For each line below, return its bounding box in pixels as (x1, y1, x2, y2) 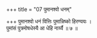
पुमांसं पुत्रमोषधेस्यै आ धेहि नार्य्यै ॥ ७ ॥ (6, 25, 78, 31)
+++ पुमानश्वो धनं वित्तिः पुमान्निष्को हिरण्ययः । (6, 18, 92, 25)
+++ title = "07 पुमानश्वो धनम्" (6, 6, 72, 13)
